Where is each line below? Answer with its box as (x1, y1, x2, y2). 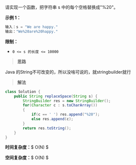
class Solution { (5, 89, 41, 94)
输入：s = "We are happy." (5, 25, 58, 29)
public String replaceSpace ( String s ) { (14, 94, 98, 99)
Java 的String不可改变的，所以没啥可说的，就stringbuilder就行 (5, 69, 131, 75)
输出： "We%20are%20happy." (5, 29, 58, 34)
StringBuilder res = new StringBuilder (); (23, 98, 111, 103)
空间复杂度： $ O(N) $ (5, 155, 49, 161)
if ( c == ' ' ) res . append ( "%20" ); (31, 112, 100, 117)
